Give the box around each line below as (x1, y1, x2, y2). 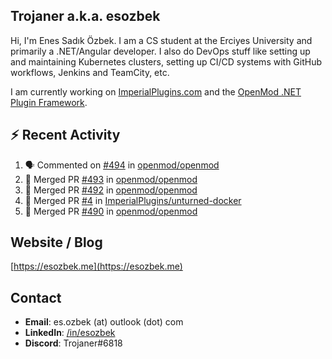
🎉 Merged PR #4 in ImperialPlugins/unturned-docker (24, 194, 242, 206)
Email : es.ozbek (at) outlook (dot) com (24, 316, 184, 328)
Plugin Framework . (10, 96, 88, 108)
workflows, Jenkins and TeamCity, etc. (10, 66, 170, 78)
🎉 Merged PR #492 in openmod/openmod (24, 184, 198, 196)
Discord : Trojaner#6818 (24, 337, 123, 349)
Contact (10, 289, 62, 306)
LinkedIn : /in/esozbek (24, 327, 116, 339)
